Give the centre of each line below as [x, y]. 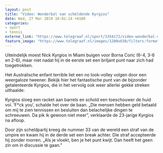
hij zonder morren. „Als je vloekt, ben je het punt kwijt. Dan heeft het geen [79, 140]
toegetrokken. [19, 65]
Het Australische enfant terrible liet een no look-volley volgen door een [76, 75]
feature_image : [20, 41]
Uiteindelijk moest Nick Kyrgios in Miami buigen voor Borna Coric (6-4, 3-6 [80, 55]
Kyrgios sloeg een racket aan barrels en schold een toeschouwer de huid [78, 100]
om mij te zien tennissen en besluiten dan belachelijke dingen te [69, 110]
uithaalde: [15, 90]
